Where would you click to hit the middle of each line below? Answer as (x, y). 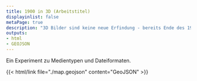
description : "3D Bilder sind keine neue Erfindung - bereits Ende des (95, 28)
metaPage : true (25, 22)
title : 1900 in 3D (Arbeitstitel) (48, 11)
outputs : (17, 33)
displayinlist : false (33, 17)
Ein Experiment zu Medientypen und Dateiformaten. (69, 60)
